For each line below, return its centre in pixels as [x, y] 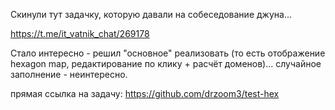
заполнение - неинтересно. [69, 74]
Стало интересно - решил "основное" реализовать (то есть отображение [168, 53]
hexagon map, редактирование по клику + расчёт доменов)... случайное [166, 63]
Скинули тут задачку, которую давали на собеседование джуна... [151, 14]
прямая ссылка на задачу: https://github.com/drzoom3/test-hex [145, 93]
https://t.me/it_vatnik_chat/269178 [80, 33]
